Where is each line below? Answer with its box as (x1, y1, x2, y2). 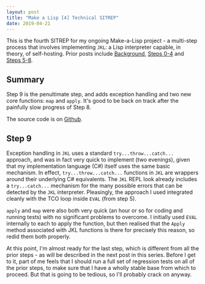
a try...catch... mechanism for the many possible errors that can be (6, 182, 183, 189)
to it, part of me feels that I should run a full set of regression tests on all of (6, 258, 195, 265)
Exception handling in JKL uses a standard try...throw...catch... (6, 149, 174, 157)
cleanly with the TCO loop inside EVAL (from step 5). (6, 195, 136, 202)
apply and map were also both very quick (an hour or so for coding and (6, 207, 183, 214)
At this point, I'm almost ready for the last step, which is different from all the (6, 245, 199, 252)
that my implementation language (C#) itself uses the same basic (6, 163, 170, 170)
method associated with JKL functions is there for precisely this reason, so (6, 226, 195, 233)
